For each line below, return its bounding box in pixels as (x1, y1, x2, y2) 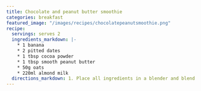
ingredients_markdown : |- (11, 37, 77, 43)
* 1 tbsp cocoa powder (17, 53, 74, 59)
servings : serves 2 (11, 31, 61, 37)
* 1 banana (17, 43, 45, 48)
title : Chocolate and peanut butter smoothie (6, 8, 122, 15)
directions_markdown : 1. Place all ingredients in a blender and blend (11, 75, 196, 81)
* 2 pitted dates (17, 48, 61, 54)
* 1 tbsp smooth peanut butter (17, 59, 96, 65)
